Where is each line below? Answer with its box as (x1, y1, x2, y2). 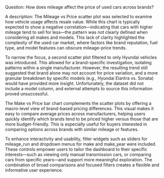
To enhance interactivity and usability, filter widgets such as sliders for (5, 136, 148, 142)
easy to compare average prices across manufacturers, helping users (5, 111, 145, 117)
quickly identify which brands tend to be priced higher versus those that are (5, 116, 158, 122)
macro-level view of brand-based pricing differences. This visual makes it (5, 105, 154, 111)
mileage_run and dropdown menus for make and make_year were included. (5, 141, 157, 147)
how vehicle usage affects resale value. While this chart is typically (5, 19, 141, 25)
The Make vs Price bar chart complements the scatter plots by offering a (5, 101, 152, 106)
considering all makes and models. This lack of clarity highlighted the (5, 34, 145, 40)
